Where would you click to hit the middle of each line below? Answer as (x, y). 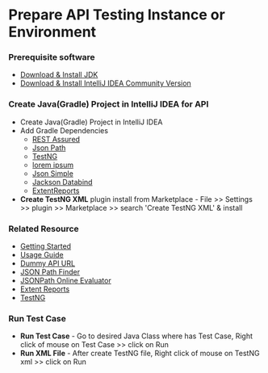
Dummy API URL (47, 263)
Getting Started (45, 246)
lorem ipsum (53, 165)
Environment (52, 32)
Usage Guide (42, 255)
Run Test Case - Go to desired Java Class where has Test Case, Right (136, 336)
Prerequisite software (52, 57)
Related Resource (44, 228)
